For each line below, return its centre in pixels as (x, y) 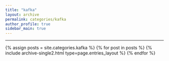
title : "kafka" (21, 10)
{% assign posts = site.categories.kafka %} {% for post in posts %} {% (79, 48)
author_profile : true (28, 24)
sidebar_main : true (26, 29)
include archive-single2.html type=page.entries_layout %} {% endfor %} (80, 53)
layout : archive (22, 15)
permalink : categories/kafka (36, 19)
